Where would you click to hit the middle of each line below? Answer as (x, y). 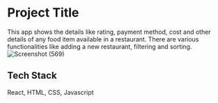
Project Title (43, 13)
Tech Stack (32, 76)
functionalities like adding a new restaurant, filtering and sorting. (100, 46)
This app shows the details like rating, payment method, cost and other (109, 32)
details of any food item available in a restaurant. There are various (103, 39)
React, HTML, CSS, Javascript (50, 92)
